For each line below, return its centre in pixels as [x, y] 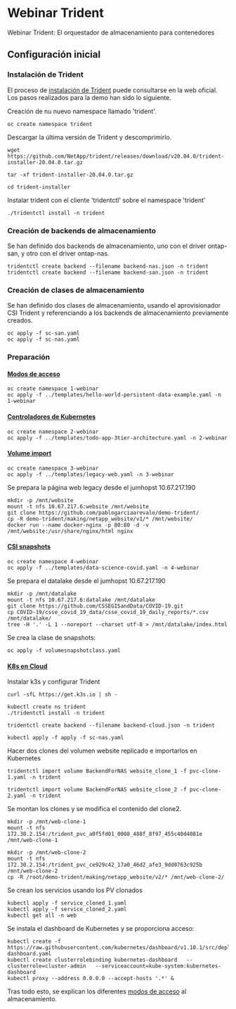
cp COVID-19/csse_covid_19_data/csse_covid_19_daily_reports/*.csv [108, 612]
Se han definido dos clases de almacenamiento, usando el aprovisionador [114, 306]
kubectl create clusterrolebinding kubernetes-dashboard [92, 960]
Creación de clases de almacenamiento [76, 290]
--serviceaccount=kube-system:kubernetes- [158, 966]
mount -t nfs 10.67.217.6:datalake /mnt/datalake [81, 600]
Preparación [29, 357]
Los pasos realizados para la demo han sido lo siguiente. [90, 97]
